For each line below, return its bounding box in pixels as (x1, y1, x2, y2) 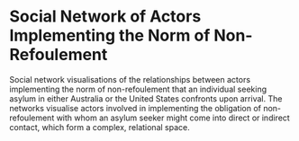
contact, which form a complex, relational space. (9, 121, 191, 132)
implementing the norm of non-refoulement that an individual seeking (9, 84, 267, 94)
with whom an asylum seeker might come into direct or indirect (56, 112, 290, 123)
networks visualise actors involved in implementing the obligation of (9, 102, 261, 113)
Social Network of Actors (9, 6, 202, 27)
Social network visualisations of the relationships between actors (9, 74, 250, 84)
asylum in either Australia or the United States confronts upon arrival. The (9, 93, 283, 104)
